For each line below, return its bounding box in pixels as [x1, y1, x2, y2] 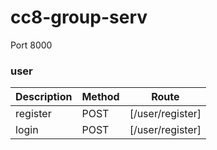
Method [81, 90, 120, 104]
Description [15, 90, 73, 104]
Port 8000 [10, 39, 53, 51]
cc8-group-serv [10, 6, 148, 29]
